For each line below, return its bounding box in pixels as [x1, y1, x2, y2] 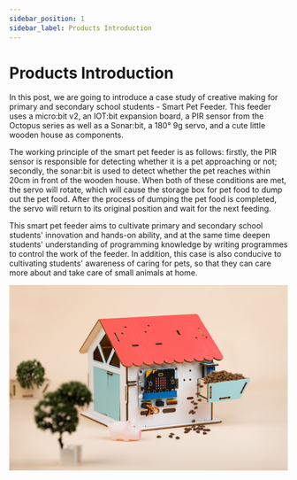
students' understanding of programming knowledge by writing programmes [9, 239, 288, 250]
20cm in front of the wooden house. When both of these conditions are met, [9, 175, 287, 186]
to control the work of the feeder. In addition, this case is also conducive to [9, 249, 282, 259]
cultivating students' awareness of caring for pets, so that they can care [9, 258, 271, 269]
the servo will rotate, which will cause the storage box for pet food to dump [9, 184, 283, 195]
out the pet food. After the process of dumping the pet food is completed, [9, 194, 277, 205]
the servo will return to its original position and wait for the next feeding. [9, 204, 271, 214]
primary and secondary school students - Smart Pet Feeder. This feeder [9, 102, 271, 112]
